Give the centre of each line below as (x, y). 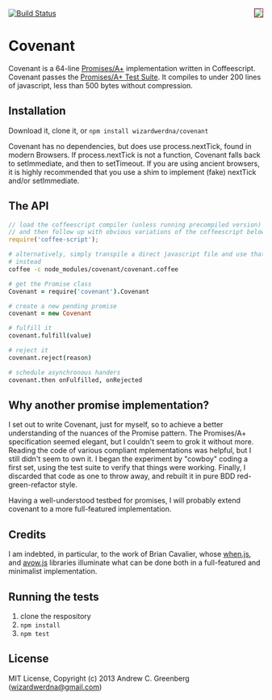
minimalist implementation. (53, 571)
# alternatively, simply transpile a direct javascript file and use (128, 255)
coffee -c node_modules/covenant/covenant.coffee (94, 269)
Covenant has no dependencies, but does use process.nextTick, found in (130, 146)
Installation (37, 111)
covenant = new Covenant (50, 314)
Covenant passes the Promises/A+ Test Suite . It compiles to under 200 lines (135, 77)
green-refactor (33, 485)
